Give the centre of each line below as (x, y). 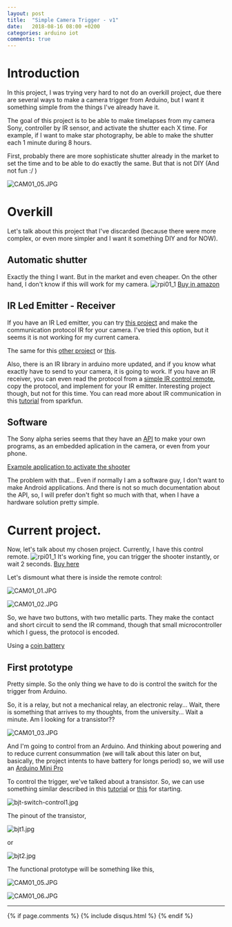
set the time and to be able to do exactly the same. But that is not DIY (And (113, 164)
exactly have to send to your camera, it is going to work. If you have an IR (112, 371)
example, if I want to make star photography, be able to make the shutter (110, 135)
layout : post (26, 13)
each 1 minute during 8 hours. (49, 143)
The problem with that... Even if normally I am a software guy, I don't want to (116, 480)
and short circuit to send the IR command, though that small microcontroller (115, 625)
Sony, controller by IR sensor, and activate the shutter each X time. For (107, 128)
